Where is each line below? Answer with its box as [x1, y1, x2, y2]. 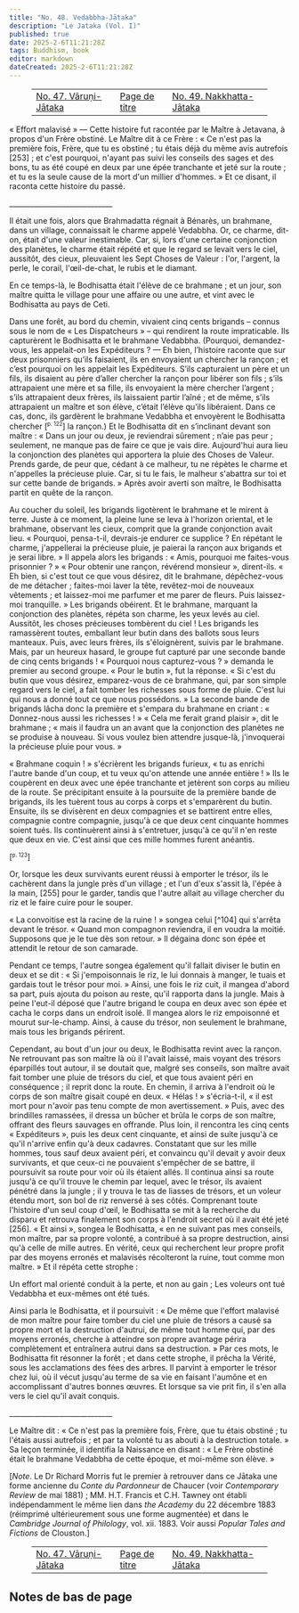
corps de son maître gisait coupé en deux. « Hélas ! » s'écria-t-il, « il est [9, 1091, 273, 1101]
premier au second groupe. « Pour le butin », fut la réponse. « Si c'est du [9, 665, 276, 675]
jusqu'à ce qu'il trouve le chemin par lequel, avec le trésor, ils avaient [9, 1176, 263, 1187]
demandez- [242, 335, 286, 346]
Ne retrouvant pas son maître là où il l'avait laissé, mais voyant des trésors [9, 1053, 281, 1064]
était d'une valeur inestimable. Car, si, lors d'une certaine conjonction [22, 233, 278, 245]
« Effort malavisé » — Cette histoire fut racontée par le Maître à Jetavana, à [9, 124, 286, 135]
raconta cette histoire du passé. [9, 180, 126, 192]
